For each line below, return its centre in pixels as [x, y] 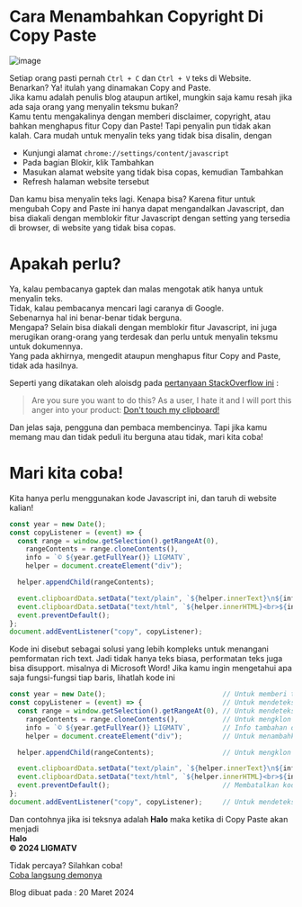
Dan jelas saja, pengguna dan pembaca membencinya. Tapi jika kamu [138, 427]
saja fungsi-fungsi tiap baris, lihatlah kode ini [92, 678]
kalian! [22, 507]
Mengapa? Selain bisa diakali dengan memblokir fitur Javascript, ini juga [143, 327]
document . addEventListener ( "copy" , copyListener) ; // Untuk [132, 802]
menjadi [24, 829]
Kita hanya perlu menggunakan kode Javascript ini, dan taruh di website [143, 498]
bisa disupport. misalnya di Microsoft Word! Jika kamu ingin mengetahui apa [151, 669]
